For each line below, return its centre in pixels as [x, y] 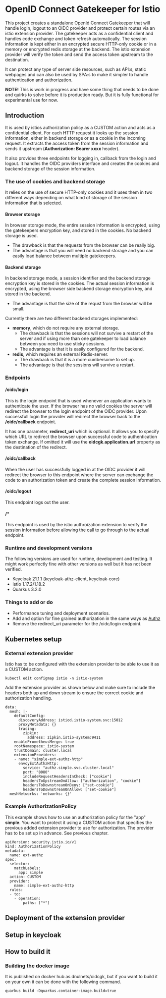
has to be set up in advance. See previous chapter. [57, 833]
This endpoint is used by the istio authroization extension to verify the [76, 525]
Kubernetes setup [33, 639]
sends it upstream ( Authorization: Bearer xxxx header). [62, 148]
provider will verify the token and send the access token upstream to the [79, 54]
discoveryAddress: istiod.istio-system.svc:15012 [70, 720]
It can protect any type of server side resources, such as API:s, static [76, 69]
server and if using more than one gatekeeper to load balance [83, 338]
